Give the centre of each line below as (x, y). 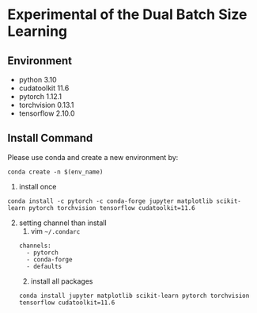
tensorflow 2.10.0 (47, 113)
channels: (35, 246)
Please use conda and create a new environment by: (93, 157)
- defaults (44, 266)
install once (38, 186)
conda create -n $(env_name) (55, 172)
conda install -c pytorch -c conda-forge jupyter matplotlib (110, 201)
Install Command (50, 138)
